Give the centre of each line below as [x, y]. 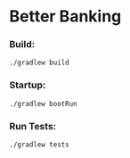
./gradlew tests [39, 145]
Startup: [28, 85]
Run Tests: [33, 126]
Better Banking [65, 17]
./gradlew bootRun [43, 104]
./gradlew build [39, 63]
